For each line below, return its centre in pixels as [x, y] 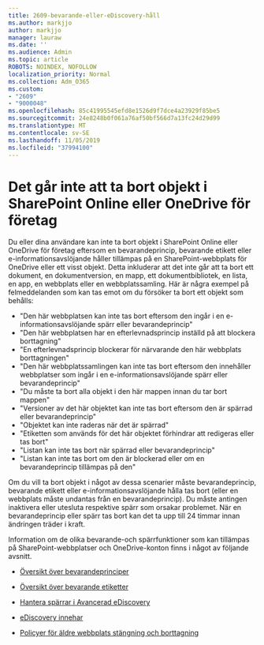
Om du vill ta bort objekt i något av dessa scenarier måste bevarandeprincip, [132, 482]
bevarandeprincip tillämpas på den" [78, 467]
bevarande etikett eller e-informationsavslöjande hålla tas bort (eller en [123, 491]
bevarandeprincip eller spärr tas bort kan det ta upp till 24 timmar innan [124, 516]
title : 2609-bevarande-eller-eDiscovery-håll [84, 15]
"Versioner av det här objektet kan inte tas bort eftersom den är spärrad [136, 408]
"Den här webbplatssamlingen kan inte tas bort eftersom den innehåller [135, 366]
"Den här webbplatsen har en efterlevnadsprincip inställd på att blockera [138, 333]
